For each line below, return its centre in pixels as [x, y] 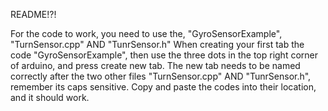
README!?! [33, 14]
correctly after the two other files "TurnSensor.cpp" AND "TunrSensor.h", [161, 76]
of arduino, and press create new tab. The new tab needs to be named [155, 65]
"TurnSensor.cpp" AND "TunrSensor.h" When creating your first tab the [157, 44]
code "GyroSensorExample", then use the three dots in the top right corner [164, 55]
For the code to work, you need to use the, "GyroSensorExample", [146, 33]
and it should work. [50, 97]
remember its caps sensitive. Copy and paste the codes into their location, [163, 87]
